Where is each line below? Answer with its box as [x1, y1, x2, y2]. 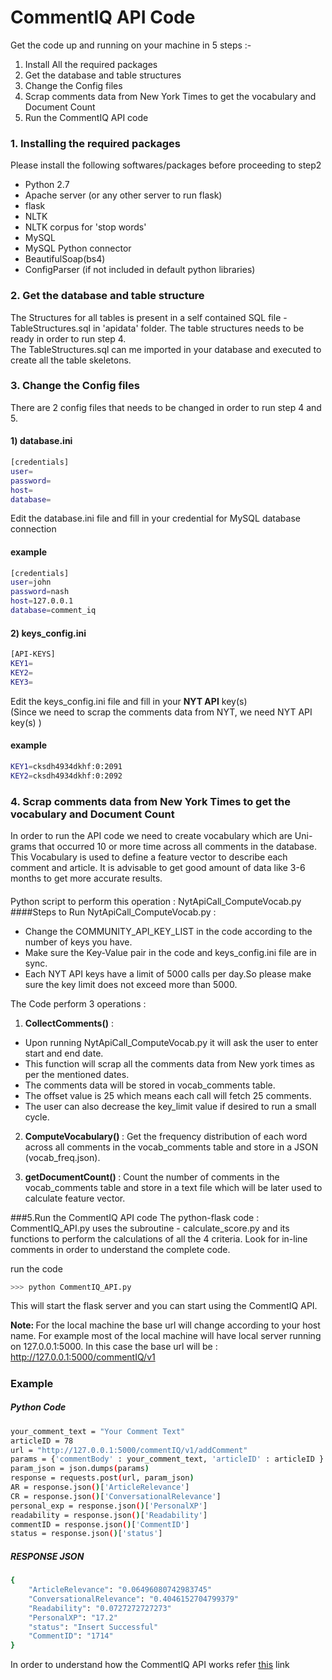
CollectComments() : [24, 1017, 114, 1029]
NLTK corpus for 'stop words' [24, 221, 147, 233]
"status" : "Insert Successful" [28, 1622, 159, 1632]
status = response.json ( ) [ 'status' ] [10, 1529, 163, 1539]
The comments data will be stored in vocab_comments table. [24, 1079, 276, 1091]
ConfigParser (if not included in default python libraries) [24, 264, 256, 276]
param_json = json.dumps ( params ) [10, 1464, 150, 1474]
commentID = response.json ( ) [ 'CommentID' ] [10, 1519, 190, 1530]
